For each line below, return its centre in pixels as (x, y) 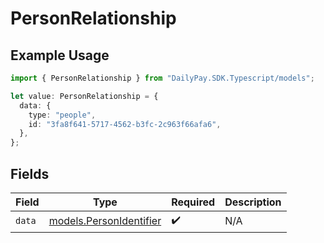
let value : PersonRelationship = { (84, 96)
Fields (30, 173)
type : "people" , (62, 115)
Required (193, 202)
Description (253, 202)
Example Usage (60, 55)
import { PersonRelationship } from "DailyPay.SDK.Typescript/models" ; (162, 78)
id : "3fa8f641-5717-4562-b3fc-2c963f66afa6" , (125, 124)
